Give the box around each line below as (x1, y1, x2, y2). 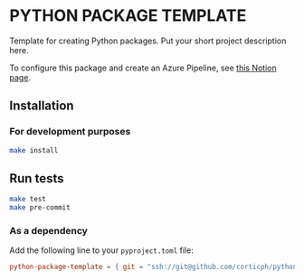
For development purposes (9, 126, 131, 138)
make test (9, 195, 47, 204)
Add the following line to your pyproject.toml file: (9, 245, 195, 256)
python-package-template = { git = (9, 263, 144, 272)
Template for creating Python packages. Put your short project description (9, 35, 287, 46)
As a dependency (9, 224, 89, 237)
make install (9, 145, 59, 154)
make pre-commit (9, 203, 71, 212)
